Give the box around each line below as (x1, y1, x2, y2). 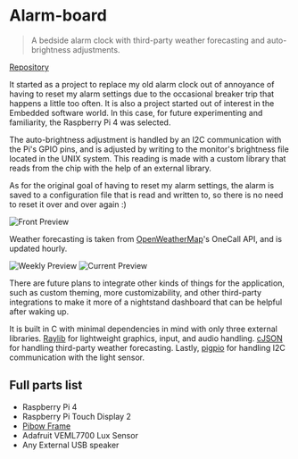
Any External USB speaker (21, 439, 120, 450)
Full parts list (9, 378, 83, 393)
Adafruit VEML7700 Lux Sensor (21, 430, 138, 440)
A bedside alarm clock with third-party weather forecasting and (30, 35, 265, 46)
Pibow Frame (21, 421, 71, 431)
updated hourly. (9, 243, 68, 254)
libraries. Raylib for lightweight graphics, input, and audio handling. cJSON (9, 332, 283, 344)
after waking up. (9, 305, 70, 317)
